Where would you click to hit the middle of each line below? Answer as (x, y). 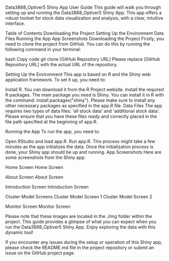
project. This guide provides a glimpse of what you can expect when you (81, 222)
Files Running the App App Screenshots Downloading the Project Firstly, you (85, 38)
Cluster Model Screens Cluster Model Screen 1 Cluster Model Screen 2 (79, 197)
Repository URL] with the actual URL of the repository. (62, 64)
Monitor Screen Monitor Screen (38, 206)
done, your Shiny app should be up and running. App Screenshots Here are (83, 152)
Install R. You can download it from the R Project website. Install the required (84, 90)
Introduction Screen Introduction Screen (47, 187)
